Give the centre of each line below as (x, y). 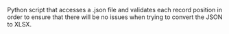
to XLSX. (20, 24)
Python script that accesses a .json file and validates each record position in (115, 10)
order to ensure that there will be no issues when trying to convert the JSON (115, 17)
